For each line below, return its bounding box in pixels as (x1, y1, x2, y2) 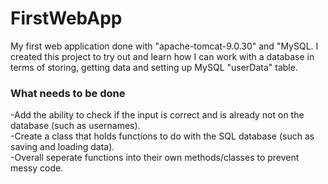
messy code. (10, 162, 64, 174)
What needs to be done (10, 86, 126, 100)
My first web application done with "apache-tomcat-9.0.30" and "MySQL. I (10, 40, 319, 52)
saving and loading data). (10, 141, 115, 153)
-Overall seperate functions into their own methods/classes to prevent (10, 152, 300, 164)
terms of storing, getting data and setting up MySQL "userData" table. (10, 61, 298, 73)
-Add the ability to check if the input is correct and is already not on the (10, 109, 305, 121)
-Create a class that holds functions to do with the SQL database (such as (10, 130, 315, 142)
